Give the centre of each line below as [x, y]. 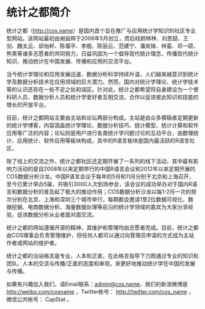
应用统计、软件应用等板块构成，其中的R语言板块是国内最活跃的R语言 [103, 140]
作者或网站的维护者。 [33, 242]
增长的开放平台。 [28, 104]
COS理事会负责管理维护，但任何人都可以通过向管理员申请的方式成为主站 [103, 235]
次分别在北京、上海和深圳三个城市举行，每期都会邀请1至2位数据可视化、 [97, 199]
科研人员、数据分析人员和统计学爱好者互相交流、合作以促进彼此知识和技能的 [103, 97]
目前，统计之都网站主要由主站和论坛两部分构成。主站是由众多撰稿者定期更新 [103, 117]
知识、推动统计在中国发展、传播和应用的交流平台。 [70, 61]
